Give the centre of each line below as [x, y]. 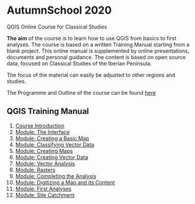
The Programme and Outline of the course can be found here [81, 93]
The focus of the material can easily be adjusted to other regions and [91, 75]
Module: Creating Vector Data [52, 157]
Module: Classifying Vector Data [55, 144]
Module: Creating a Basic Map [52, 138]
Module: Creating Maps [44, 151]
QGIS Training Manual [48, 111]
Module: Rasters [35, 170]
